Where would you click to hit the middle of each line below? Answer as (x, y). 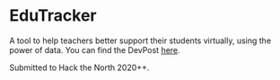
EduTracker (53, 16)
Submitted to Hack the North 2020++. (79, 67)
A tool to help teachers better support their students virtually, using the (140, 40)
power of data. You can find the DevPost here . (95, 49)
